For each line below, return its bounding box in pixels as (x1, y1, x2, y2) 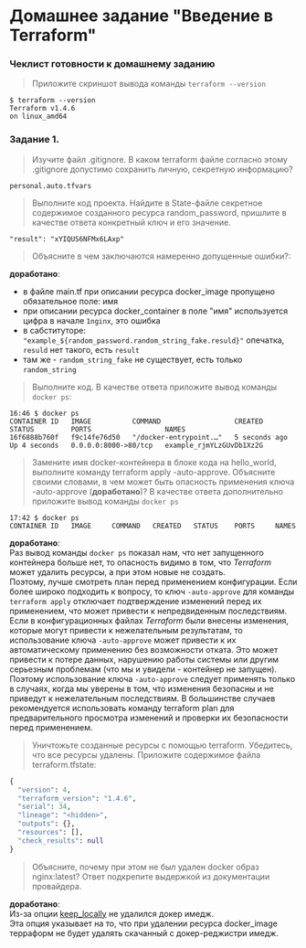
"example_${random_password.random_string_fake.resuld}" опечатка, (22, 335, 285, 346)
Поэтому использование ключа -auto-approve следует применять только (9, 673, 296, 684)
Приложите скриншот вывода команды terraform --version (31, 79, 267, 90)
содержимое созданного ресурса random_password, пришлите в (31, 207, 287, 218)
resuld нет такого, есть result (22, 344, 140, 355)
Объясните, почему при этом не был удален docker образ (31, 861, 259, 872)
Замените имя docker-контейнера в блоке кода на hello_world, (31, 456, 277, 467)
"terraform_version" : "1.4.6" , (17, 794, 137, 803)
